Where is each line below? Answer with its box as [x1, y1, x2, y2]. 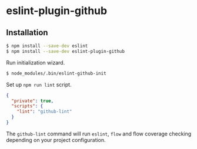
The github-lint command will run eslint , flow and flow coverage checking [6, 130, 192, 137]
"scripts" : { [11, 103, 44, 109]
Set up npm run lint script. [6, 81, 72, 88]
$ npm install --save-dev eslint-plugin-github [6, 48, 125, 54]
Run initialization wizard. [6, 59, 65, 66]
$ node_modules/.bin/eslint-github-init [6, 70, 107, 76]
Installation [6, 28, 48, 38]
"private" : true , [11, 98, 54, 104]
